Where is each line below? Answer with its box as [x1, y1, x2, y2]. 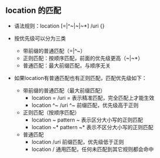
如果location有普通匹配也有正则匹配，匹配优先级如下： [14, 74, 148, 81]
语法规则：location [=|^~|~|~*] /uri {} [14, 22, 105, 29]
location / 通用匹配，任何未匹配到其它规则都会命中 [31, 146, 154, 153]
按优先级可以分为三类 [14, 35, 66, 42]
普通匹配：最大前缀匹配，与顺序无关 [22, 62, 111, 69]
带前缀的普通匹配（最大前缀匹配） [22, 87, 106, 94]
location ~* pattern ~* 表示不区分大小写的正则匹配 [31, 123, 154, 130]
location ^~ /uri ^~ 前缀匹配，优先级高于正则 [31, 102, 139, 109]
